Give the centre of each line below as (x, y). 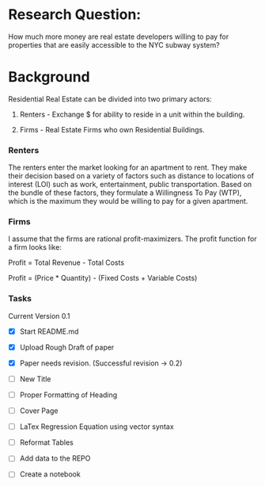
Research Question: (75, 15)
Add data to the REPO (55, 458)
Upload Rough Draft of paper (67, 347)
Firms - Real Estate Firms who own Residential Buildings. (112, 129)
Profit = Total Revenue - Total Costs (66, 262)
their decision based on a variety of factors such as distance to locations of (131, 176)
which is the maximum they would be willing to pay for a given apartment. (128, 201)
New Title (35, 379)
